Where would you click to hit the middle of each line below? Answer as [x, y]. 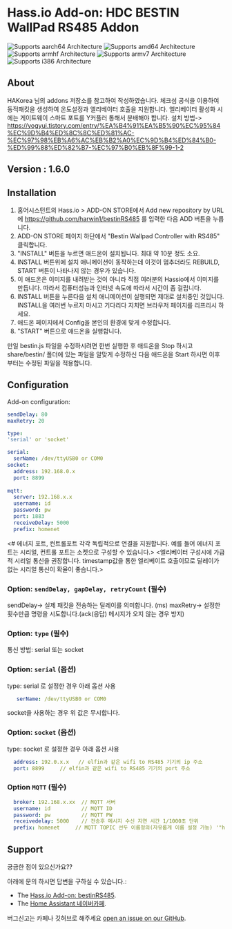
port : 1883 [29, 517]
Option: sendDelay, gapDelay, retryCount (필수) [87, 588]
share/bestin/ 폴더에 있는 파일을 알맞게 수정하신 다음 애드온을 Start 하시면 [107, 354]
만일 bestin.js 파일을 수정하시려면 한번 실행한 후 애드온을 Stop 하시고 [100, 345]
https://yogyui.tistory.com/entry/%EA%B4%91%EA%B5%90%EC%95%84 [114, 125]
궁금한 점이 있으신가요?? [40, 866]
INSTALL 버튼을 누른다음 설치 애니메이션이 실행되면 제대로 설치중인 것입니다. [120, 296]
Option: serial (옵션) [42, 669]
